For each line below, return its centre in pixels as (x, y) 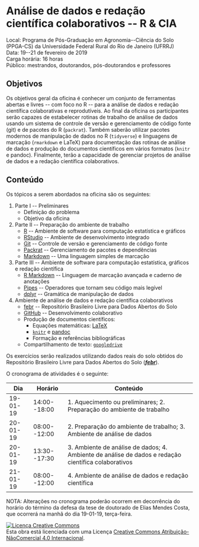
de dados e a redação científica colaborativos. (63, 161)
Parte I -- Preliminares (42, 205)
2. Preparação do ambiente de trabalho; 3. (126, 427)
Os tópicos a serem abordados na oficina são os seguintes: (78, 194)
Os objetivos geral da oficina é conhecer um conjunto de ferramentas (91, 98)
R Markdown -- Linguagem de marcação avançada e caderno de (103, 275)
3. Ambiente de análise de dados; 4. (118, 447)
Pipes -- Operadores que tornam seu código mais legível (93, 287)
